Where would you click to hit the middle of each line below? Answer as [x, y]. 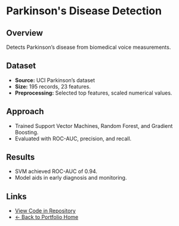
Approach [25, 112]
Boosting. [27, 132]
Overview [25, 33]
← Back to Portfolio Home [47, 217]
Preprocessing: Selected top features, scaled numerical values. [93, 93]
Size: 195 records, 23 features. [53, 86]
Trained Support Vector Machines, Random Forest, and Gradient [94, 125]
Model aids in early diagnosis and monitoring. [71, 178]
